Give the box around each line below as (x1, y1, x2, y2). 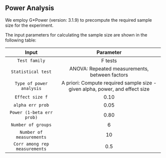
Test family (17, 58, 45, 63)
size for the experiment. (5, 22, 54, 28)
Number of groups (10, 122, 52, 127)
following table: (5, 37, 37, 43)
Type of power (14, 80, 48, 86)
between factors (89, 71, 128, 78)
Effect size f (14, 94, 48, 100)
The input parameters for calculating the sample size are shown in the (5, 32, 147, 38)
